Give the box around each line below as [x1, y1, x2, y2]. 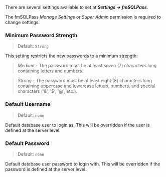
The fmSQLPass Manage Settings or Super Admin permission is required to [5, 14, 161, 20]
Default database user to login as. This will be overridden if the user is [5, 122, 150, 128]
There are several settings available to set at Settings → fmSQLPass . [5, 5, 148, 10]
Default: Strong [17, 43, 49, 49]
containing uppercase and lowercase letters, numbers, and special [17, 83, 155, 89]
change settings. [5, 20, 40, 25]
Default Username [5, 101, 51, 108]
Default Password [5, 140, 50, 147]
